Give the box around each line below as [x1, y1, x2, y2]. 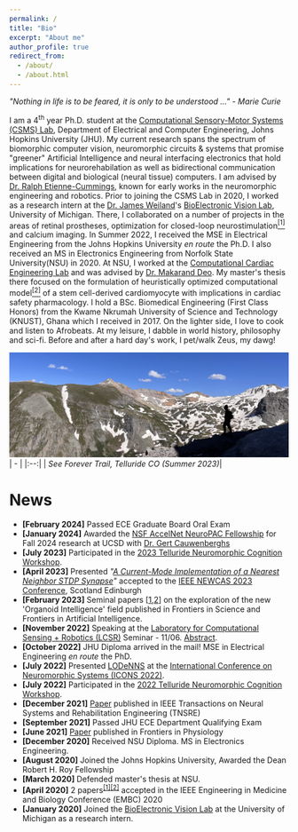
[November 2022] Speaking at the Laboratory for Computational [21, 622, 260, 634]
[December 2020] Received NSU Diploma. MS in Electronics [21, 736, 245, 747]
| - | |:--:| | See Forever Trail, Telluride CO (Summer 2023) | [9, 458, 223, 470]
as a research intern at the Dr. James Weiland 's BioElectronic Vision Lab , [9, 200, 275, 210]
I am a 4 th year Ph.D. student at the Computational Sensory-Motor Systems [9, 113, 284, 125]
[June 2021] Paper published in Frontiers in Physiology [21, 726, 223, 737]
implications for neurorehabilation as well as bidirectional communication [9, 162, 276, 172]
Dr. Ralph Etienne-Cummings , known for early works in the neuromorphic [9, 180, 278, 191]
